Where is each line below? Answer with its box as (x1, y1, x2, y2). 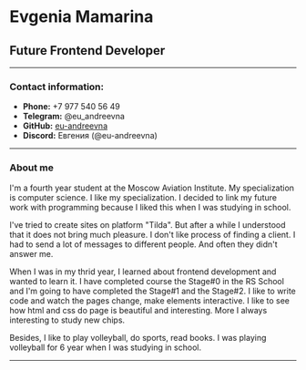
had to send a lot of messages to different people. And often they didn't (9, 239, 278, 250)
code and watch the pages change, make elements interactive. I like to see (9, 294, 290, 306)
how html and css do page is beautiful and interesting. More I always (9, 304, 268, 315)
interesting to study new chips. (9, 314, 126, 325)
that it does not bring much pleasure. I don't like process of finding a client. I (9, 229, 296, 240)
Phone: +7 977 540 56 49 (22, 101, 120, 112)
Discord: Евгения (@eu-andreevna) (22, 130, 158, 141)
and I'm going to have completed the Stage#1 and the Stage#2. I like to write (9, 285, 296, 296)
